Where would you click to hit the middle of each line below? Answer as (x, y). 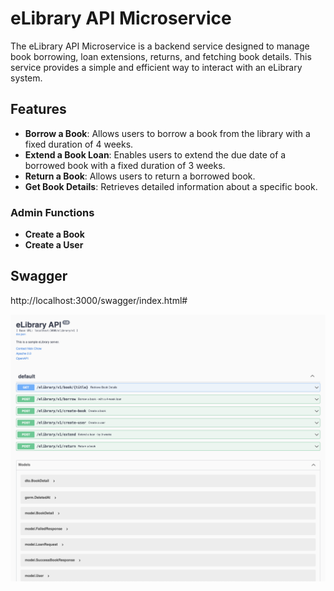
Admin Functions (52, 212)
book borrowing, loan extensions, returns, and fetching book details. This (161, 56)
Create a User (54, 245)
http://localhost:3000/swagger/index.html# (99, 300)
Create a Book (54, 234)
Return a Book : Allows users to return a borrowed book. (140, 176)
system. (26, 78)
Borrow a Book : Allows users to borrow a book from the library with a (167, 133)
